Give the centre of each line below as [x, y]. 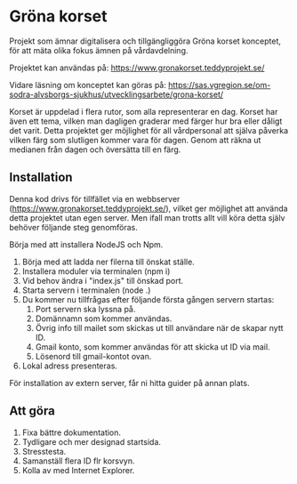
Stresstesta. [44, 451]
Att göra [32, 411]
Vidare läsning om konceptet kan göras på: [88, 85]
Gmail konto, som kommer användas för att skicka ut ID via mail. [153, 347]
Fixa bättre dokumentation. [72, 432]
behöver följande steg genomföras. [73, 227]
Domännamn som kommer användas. [104, 319]
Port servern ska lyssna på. [85, 309]
